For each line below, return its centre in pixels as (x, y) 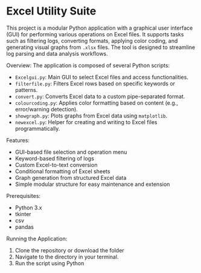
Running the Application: (37, 238)
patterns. (26, 90)
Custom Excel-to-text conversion (56, 165)
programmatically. (37, 128)
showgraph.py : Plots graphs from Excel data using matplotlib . (91, 116)
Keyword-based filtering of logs (55, 158)
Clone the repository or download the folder (70, 250)
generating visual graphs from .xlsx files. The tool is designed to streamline (101, 47)
